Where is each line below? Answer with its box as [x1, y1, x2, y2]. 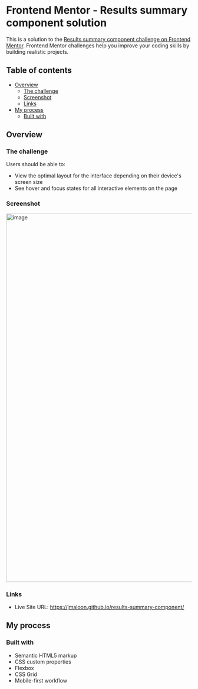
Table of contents [6, 66, 72, 76]
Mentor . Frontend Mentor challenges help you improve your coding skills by [6, 42, 190, 49]
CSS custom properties [14, 658, 72, 665]
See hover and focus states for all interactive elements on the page [14, 185, 178, 192]
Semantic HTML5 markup [14, 652, 77, 659]
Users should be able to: [6, 161, 66, 168]
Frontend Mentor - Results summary [6, 4, 188, 17]
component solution [6, 16, 107, 30]
